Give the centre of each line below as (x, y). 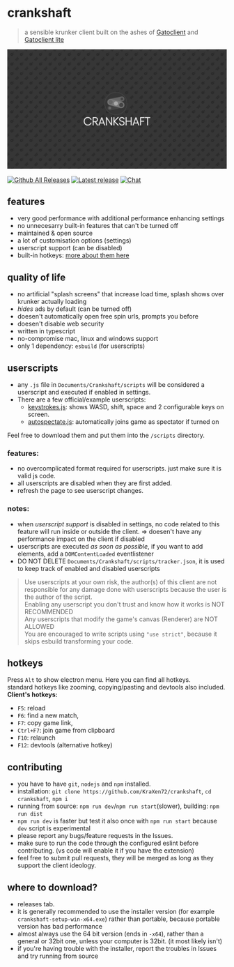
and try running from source (58, 956)
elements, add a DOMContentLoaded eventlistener (86, 554)
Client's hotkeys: (32, 694)
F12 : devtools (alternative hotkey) (65, 745)
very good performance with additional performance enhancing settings (121, 218)
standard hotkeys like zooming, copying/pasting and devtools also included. (116, 687)
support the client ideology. (56, 865)
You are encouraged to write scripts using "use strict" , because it (120, 634)
